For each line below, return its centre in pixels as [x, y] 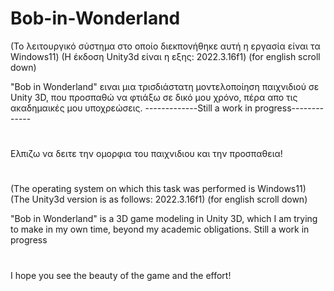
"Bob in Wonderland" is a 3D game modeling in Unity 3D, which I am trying [164, 219]
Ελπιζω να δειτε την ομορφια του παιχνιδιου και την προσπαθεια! [146, 154]
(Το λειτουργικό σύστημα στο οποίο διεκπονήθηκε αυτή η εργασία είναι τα [165, 46]
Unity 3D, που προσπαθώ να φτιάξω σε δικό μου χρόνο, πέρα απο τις [154, 97]
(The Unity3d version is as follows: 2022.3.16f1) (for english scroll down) [159, 199]
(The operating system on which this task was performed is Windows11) [158, 189]
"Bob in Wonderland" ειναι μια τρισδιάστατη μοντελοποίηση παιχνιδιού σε [165, 86]
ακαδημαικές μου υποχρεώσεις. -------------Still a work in [131, 108]
